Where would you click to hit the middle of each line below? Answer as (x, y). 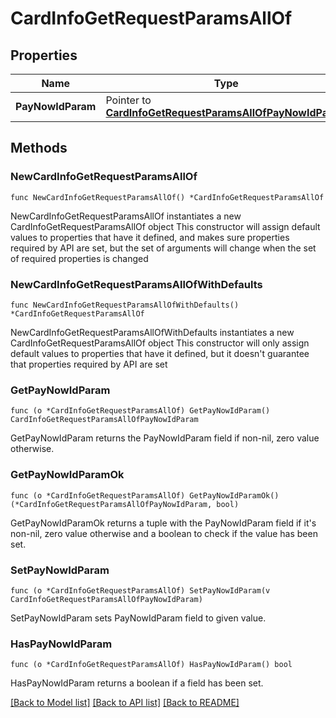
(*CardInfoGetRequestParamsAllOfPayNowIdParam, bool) (125, 504)
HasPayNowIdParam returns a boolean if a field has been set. (137, 683)
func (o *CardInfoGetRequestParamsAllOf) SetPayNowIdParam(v (140, 590)
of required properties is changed (79, 258)
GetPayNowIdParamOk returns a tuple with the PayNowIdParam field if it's (163, 523)
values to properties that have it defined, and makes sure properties (150, 237)
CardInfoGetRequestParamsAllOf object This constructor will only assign (160, 343)
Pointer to (128, 100)
